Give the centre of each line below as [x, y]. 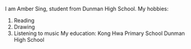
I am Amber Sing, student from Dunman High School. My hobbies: [87, 9]
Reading [24, 20]
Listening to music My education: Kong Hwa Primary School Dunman [99, 33]
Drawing [24, 27]
